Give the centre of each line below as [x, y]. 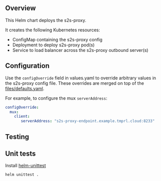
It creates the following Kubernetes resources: [53, 30]
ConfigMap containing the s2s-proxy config [57, 39]
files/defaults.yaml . [25, 88]
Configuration [27, 66]
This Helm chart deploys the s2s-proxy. [46, 20]
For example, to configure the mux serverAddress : [56, 98]
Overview [21, 8]
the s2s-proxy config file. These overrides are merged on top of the [75, 83]
